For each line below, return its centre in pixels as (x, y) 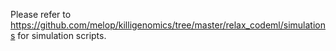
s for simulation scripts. (58, 35)
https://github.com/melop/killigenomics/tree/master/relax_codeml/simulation (168, 25)
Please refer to (41, 14)
